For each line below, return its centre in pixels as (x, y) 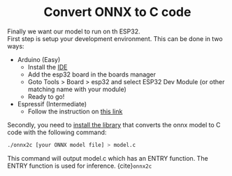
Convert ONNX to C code (117, 12)
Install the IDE (48, 67)
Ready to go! (46, 96)
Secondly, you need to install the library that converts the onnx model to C (114, 125)
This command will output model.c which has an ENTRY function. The (108, 158)
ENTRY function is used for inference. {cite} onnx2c (80, 166)
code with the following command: (57, 132)
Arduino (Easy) (39, 59)
